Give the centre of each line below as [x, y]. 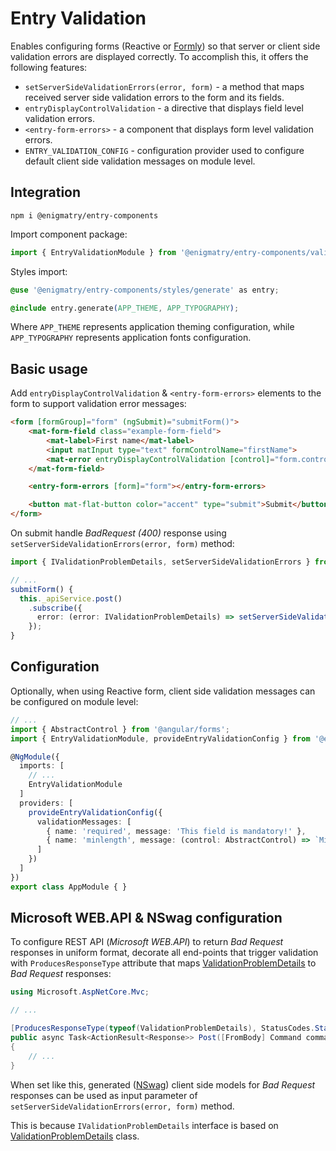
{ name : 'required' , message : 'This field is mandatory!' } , [176, 831]
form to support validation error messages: [98, 404]
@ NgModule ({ [35, 757]
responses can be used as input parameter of [104, 1095]
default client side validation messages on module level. [140, 161]
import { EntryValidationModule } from [93, 252]
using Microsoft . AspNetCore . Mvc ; [80, 992]
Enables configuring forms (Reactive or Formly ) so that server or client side [165, 46]
